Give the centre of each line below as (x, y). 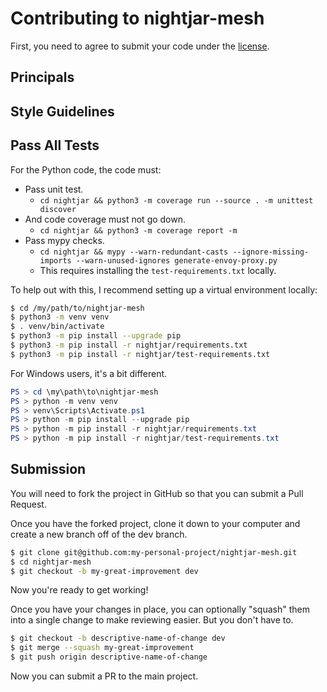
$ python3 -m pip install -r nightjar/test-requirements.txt (140, 354)
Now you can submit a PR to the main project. (104, 676)
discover (58, 209)
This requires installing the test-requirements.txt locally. (158, 270)
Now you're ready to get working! (79, 590)
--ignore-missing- (271, 252)
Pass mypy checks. (64, 240)
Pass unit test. (54, 189)
